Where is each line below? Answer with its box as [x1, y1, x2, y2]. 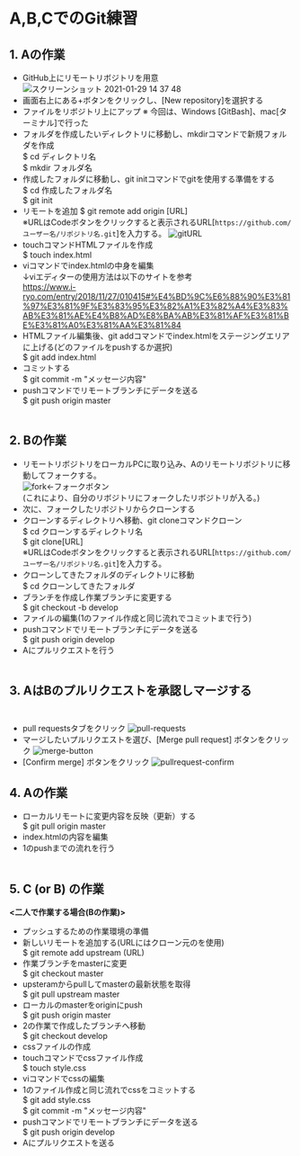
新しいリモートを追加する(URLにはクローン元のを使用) [22, 937, 225, 948]
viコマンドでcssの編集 [22, 1073, 105, 1084]
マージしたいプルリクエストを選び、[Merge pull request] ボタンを [22, 734, 266, 745]
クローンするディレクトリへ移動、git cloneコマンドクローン [22, 515, 243, 525]
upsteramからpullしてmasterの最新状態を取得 [22, 979, 191, 990]
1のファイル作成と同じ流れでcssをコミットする [22, 1085, 196, 1096]
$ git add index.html [22, 352, 97, 363]
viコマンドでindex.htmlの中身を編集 [22, 260, 154, 271]
